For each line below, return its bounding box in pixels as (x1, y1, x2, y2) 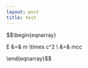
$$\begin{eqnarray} (6, 31, 56, 38)
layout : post (6, 8, 39, 15)
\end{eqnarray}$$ (6, 55, 52, 62)
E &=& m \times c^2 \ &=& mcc (6, 43, 83, 50)
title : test (6, 15, 36, 21)
